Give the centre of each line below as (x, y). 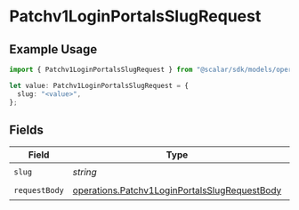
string (85, 172)
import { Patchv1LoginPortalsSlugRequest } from (101, 69)
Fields (27, 129)
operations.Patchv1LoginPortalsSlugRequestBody (177, 190)
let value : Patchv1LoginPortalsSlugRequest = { (99, 85)
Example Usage (53, 49)
